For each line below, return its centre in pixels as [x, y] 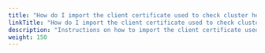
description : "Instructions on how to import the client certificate [125, 30]
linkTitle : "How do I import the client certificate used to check [121, 23]
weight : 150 [28, 37]
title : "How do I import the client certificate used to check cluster [128, 15]
